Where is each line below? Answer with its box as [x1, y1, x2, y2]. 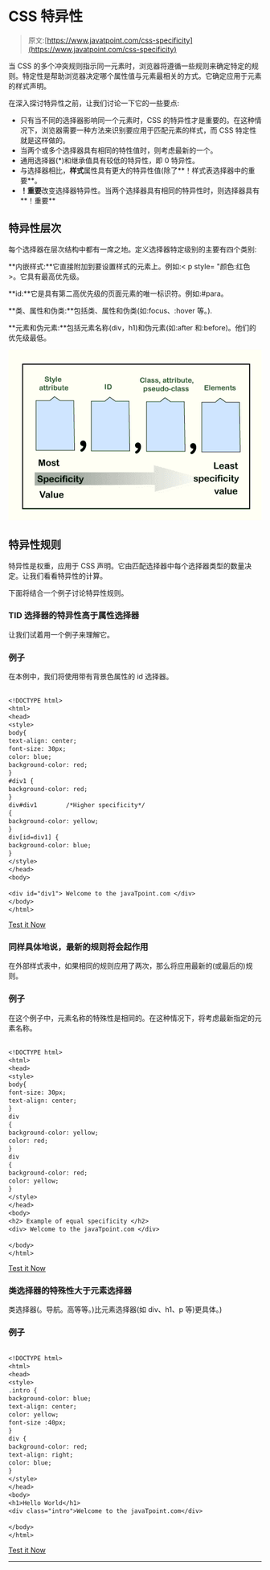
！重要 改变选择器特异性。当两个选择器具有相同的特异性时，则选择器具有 [19, 186, 260, 195]
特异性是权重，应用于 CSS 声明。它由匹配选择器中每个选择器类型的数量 [8, 560, 245, 571]
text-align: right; [8, 1451, 74, 1459]
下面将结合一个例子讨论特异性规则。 [8, 588, 129, 597]
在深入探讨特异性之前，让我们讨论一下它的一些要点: [8, 98, 180, 108]
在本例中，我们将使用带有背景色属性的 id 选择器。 [8, 672, 174, 682]
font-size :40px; [8, 1419, 67, 1427]
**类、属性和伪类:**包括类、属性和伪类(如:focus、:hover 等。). [8, 305, 213, 315]
